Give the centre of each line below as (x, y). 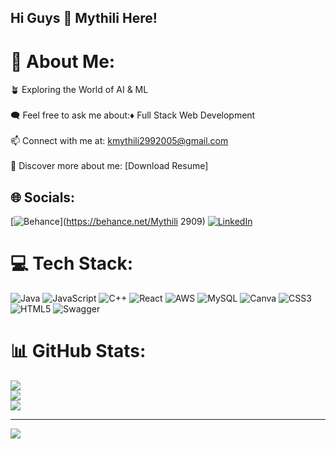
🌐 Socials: (43, 197)
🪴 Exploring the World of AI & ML (79, 90)
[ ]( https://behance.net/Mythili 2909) (108, 222)
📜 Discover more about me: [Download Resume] (109, 166)
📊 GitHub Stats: (78, 351)
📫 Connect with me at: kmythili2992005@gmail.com (119, 141)
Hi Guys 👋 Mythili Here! (84, 18)
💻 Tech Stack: (72, 263)
